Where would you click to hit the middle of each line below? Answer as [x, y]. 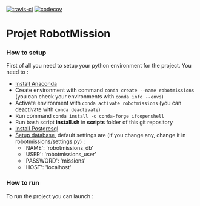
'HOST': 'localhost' [48, 167]
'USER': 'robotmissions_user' [60, 155]
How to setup [26, 53]
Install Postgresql [37, 129]
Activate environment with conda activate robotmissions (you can [98, 103]
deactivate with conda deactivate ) [58, 109]
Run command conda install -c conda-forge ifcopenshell [90, 116]
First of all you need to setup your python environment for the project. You [99, 66]
